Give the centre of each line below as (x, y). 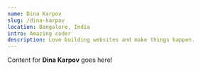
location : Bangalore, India (49, 27)
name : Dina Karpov (34, 14)
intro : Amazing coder (39, 33)
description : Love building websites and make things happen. (101, 40)
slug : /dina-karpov (36, 20)
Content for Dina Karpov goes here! (60, 60)
